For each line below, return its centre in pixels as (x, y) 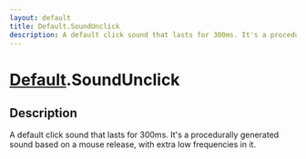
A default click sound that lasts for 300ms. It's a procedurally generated (144, 135)
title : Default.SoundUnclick (65, 26)
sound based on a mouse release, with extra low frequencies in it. (133, 144)
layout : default (40, 18)
